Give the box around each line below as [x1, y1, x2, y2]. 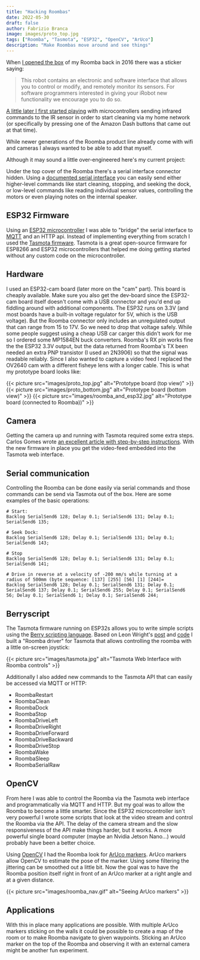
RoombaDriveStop [14, 742, 60, 749]
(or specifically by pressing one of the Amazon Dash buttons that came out [6, 120, 191, 127]
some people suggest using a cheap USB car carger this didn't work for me [6, 330, 192, 337]
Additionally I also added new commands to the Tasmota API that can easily [6, 673, 193, 680]
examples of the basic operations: [6, 497, 90, 504]
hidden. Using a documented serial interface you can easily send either [6, 174, 182, 181]
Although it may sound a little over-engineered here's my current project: [6, 156, 186, 163]
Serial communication [6, 468, 90, 478]
